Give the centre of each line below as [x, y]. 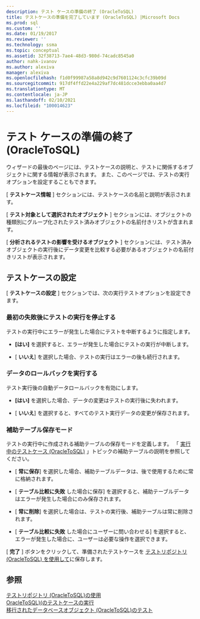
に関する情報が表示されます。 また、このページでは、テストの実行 [108, 175]
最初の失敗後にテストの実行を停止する [61, 318]
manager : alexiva [28, 73]
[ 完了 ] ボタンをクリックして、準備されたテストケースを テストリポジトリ [97, 552]
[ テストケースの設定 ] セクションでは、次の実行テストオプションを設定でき [99, 293]
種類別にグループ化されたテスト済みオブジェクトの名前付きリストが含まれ [97, 222]
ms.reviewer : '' [26, 39]
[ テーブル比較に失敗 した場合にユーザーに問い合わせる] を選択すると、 [102, 532]
